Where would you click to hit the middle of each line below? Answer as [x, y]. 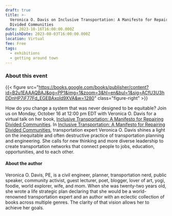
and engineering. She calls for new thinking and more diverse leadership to [84, 141]
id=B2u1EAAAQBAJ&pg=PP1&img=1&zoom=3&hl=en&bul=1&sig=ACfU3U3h [85, 93]
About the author [24, 164]
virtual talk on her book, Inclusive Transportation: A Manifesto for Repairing [84, 119]
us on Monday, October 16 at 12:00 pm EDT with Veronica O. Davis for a [81, 113]
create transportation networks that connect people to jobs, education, [80, 146]
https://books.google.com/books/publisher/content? [93, 87]
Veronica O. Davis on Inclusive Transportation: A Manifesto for [81, 20]
